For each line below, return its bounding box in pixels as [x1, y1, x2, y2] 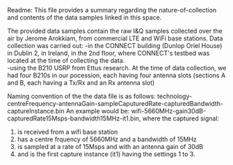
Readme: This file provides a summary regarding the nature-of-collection [7, 6, 217, 14]
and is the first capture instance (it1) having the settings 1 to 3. [17, 150, 196, 158]
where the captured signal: [142, 114, 220, 123]
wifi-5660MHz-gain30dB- [131, 107, 207, 115]
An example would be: [65, 107, 130, 115]
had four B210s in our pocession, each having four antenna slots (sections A [7, 71, 226, 79]
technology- [157, 92, 193, 100]
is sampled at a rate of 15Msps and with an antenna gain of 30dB [17, 143, 204, 150]
